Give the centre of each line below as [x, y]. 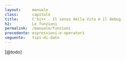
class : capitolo [28, 14]
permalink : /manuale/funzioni [38, 28]
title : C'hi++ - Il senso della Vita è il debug [63, 19]
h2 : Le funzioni [31, 24]
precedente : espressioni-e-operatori [45, 33]
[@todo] [13, 52]
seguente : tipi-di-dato [32, 38]
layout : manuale [27, 10]
